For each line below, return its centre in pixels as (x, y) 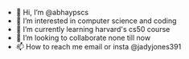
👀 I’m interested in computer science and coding (96, 21)
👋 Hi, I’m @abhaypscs (52, 12)
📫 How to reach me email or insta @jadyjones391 (99, 47)
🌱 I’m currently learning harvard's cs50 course (93, 29)
